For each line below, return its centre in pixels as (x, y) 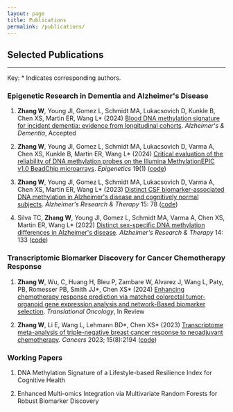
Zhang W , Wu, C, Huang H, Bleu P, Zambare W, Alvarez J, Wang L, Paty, (120, 281)
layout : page (26, 14)
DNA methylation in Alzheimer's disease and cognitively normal (108, 197)
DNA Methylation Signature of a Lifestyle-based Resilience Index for (115, 373)
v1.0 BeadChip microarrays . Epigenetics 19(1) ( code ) (92, 169)
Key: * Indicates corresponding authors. (64, 78)
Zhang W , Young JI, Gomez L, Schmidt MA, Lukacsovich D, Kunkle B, (116, 111)
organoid (30, 304)
